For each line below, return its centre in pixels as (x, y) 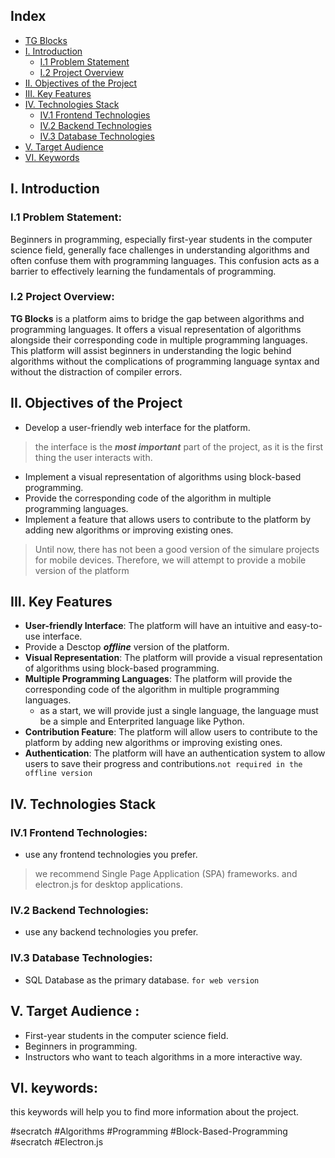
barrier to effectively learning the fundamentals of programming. (143, 271)
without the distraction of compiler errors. (96, 371)
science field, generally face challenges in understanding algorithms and (160, 250)
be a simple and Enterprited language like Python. (142, 721)
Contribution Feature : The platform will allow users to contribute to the (171, 732)
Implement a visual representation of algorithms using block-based (163, 476)
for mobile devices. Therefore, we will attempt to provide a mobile (170, 560)
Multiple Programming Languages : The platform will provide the (158, 679)
